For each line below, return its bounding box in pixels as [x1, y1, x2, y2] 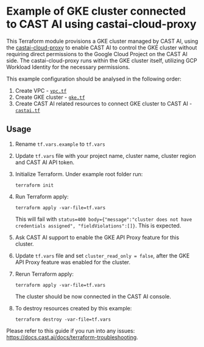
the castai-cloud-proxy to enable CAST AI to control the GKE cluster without [6, 44, 197, 51]
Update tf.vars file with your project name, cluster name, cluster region [15, 152, 196, 159]
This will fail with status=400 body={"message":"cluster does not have [15, 215, 192, 223]
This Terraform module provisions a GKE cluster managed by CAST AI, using [6, 37, 199, 45]
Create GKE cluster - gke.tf [15, 93, 85, 101]
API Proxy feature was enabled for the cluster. [15, 258, 131, 266]
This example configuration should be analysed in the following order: [6, 75, 181, 82]
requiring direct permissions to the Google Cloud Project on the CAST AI [6, 50, 188, 57]
